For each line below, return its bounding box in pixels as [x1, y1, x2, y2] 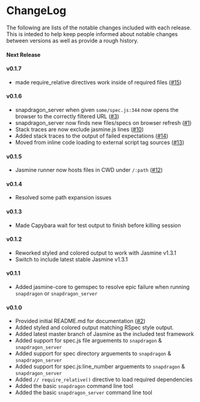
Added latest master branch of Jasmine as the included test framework [15, 330, 194, 338]
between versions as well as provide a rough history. [6, 37, 139, 44]
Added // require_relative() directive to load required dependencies [15, 376, 193, 383]
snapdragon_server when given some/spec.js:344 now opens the [15, 106, 179, 113]
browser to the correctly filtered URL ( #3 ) [15, 113, 120, 120]
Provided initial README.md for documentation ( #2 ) [15, 318, 146, 325]
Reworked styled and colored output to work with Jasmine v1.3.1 [15, 249, 177, 256]
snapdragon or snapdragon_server [15, 289, 98, 297]
